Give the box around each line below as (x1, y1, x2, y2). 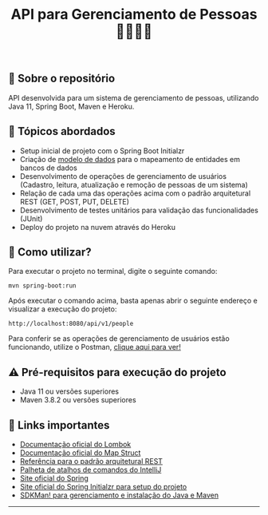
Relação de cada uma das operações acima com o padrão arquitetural (19, 188, 251, 198)
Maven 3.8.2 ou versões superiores (19, 395, 137, 405)
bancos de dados (19, 163, 77, 172)
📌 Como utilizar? (8, 245, 92, 259)
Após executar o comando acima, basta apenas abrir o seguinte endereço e (8, 296, 258, 306)
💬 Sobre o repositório (8, 72, 116, 85)
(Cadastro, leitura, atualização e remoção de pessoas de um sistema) (19, 180, 249, 189)
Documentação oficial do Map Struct (19, 448, 141, 458)
